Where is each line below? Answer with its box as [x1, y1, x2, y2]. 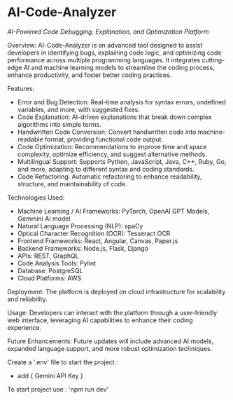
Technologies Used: [7, 193, 65, 202]
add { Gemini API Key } [17, 371, 84, 380]
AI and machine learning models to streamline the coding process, [23, 63, 215, 71]
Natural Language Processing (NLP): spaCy [17, 221, 143, 230]
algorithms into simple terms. [17, 120, 101, 128]
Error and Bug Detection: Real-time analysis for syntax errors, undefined [17, 97, 226, 106]
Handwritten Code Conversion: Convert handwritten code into [17, 127, 197, 136]
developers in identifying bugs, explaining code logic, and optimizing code [7, 48, 222, 57]
